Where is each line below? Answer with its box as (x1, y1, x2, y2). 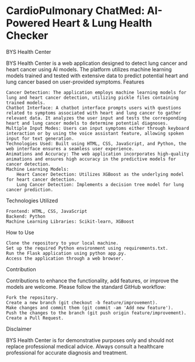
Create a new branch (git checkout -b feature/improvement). (6, 299, 158, 305)
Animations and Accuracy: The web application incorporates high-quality (6, 151, 190, 157)
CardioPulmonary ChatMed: (6, 4, 145, 18)
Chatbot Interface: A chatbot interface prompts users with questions (6, 105, 182, 111)
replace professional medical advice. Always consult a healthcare (6, 343, 164, 350)
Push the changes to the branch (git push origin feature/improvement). (6, 310, 187, 316)
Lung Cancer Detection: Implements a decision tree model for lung (16, 181, 184, 188)
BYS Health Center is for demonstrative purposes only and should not (6, 336, 174, 343)
